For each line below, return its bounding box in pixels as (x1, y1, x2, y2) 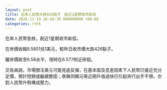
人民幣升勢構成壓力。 (9, 80, 53, 86)
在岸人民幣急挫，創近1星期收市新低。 (5, 35, 81, 41)
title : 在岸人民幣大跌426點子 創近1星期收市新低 (5, 12, 96, 17)
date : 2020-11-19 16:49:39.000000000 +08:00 (5, 16, 99, 21)
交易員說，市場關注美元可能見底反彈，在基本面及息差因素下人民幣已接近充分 (5, 67, 162, 73)
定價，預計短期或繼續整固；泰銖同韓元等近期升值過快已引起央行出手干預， (5, 73, 158, 80)
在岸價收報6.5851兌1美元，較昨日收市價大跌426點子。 (5, 46, 116, 52)
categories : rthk (5, 21, 41, 26)
